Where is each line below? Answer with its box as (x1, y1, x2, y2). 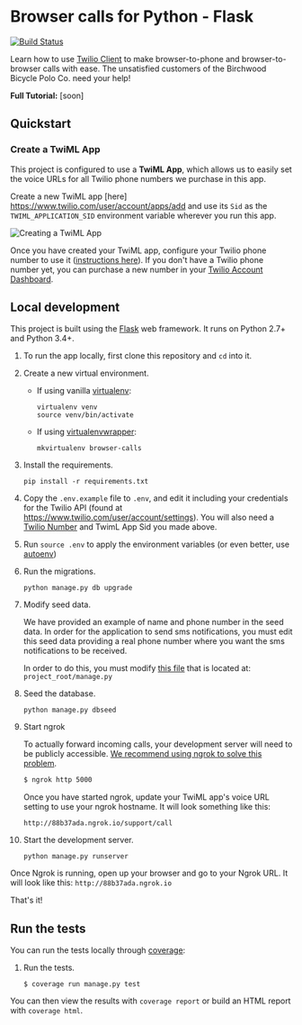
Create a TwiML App (10, 143, 102, 156)
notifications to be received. (22, 646, 128, 657)
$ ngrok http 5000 (22, 776, 93, 785)
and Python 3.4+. (10, 333, 75, 344)
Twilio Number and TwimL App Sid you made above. (22, 522, 218, 532)
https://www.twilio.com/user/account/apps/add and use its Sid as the (10, 200, 268, 211)
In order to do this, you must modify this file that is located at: (22, 663, 251, 674)
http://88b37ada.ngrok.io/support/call (22, 819, 173, 828)
